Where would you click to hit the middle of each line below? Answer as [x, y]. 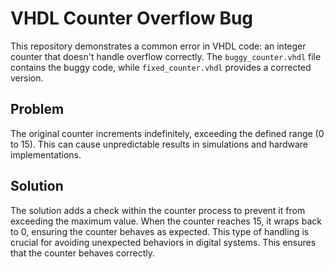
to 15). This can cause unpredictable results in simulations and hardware [159, 144]
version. [27, 78]
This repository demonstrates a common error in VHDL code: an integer [158, 46]
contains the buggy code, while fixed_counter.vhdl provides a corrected [161, 67]
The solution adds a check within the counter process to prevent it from [158, 210]
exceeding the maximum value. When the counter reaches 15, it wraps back [166, 221]
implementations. [46, 154]
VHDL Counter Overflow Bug [132, 18]
